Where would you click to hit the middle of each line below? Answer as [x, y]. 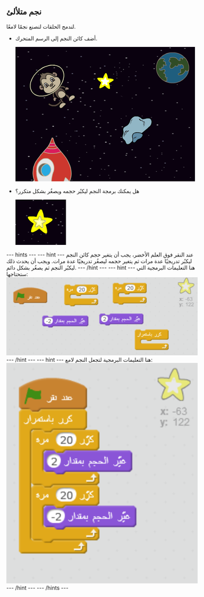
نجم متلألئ [24, 12]
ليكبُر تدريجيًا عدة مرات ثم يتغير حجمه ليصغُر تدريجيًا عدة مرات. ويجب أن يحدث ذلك [99, 261]
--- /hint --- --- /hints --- [37, 588]
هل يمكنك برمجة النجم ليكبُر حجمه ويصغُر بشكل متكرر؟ [77, 191]
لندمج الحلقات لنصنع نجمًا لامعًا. [41, 26]
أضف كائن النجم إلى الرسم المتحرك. [56, 38]
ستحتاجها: [17, 274]
